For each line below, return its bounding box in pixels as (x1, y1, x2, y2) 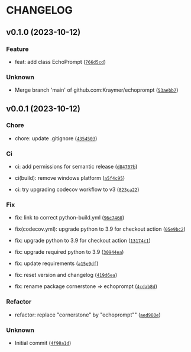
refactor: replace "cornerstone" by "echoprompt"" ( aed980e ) (14, 311, 161, 318)
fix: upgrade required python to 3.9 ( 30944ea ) (14, 248, 124, 256)
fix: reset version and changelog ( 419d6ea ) (14, 272, 118, 279)
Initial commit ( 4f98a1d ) (14, 340, 72, 347)
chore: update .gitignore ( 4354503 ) (14, 134, 98, 142)
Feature (6, 45, 29, 53)
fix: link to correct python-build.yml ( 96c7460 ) (14, 214, 125, 221)
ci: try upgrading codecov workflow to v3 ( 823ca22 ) (14, 186, 140, 193)
